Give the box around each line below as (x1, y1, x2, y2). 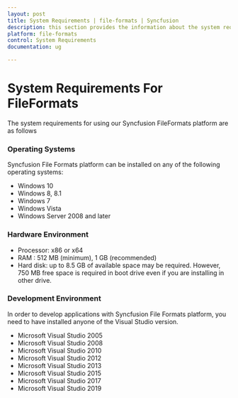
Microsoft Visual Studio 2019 (17, 384, 102, 392)
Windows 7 (17, 197, 51, 205)
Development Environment (7, 294, 101, 303)
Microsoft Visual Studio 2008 (17, 338, 103, 347)
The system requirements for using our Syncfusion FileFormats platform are (7, 119, 229, 127)
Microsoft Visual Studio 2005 (17, 331, 103, 340)
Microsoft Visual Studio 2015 (17, 369, 101, 377)
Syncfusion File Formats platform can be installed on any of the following (7, 161, 221, 169)
